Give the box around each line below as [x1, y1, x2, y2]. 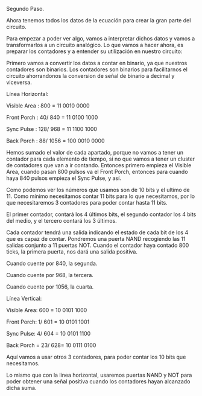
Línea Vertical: [6, 295, 42, 302]
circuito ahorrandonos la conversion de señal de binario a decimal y [6, 72, 175, 79]
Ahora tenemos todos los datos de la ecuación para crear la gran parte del [6, 17, 191, 24]
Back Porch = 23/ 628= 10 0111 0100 [6, 342, 96, 349]
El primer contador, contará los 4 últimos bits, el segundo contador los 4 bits [6, 211, 197, 218]
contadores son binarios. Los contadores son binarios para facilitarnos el [6, 66, 188, 73]
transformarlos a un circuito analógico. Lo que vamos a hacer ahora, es [6, 42, 184, 48]
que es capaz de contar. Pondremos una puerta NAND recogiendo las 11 [6, 235, 186, 242]
